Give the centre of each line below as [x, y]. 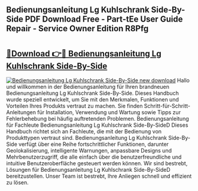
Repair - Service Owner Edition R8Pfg [77, 29]
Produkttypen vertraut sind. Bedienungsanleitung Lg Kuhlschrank [87, 138]
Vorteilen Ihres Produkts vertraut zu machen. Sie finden [74, 106]
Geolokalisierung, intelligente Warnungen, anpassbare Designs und [89, 150]
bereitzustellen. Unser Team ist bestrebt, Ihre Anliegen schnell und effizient [99, 176]
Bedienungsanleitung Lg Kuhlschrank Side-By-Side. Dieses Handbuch [93, 93]
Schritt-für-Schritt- [167, 106]
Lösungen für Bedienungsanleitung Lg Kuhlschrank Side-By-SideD [88, 170]
